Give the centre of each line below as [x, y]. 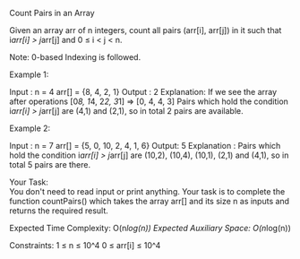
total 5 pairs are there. [50, 164]
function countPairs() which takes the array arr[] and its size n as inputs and [149, 201]
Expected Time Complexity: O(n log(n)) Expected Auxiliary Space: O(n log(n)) [150, 228]
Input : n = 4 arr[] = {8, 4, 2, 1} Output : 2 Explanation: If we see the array [143, 92]
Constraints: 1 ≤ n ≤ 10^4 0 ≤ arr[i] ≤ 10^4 [85, 245]
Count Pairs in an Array [52, 13]
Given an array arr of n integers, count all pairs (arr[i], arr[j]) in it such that [146, 30]
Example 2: [30, 128]
